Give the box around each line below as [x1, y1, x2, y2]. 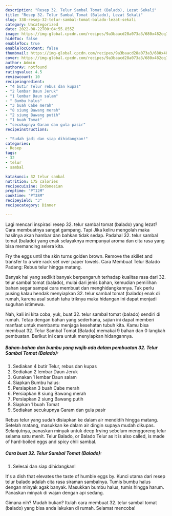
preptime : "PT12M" [5, 188, 45, 194]
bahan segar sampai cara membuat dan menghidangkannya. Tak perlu [5, 284, 155, 291]
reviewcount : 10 [5, 74, 40, 80]
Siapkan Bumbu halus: [12, 379, 60, 386]
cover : [5, 55, 19, 61]
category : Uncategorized [5, 22, 58, 27]
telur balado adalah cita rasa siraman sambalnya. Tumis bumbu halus [5, 479, 151, 485]
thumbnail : [5, 50, 29, 55]
